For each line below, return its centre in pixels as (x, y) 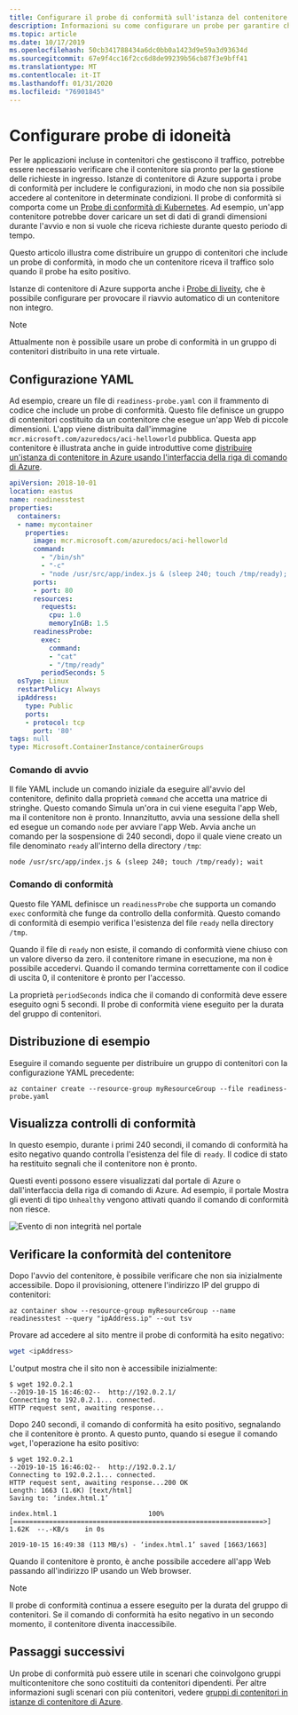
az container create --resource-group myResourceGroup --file (126, 1088)
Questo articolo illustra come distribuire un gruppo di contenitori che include (149, 253)
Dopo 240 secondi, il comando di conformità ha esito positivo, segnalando (145, 1425)
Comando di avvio (49, 771)
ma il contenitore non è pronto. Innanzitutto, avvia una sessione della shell (144, 818)
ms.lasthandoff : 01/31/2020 (61, 83)
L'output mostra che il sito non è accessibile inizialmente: (113, 1369)
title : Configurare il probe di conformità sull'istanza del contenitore (149, 17)
